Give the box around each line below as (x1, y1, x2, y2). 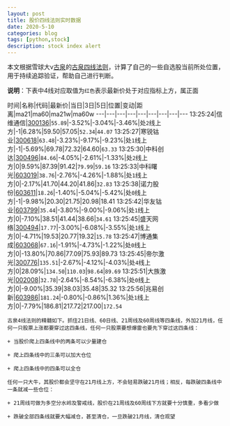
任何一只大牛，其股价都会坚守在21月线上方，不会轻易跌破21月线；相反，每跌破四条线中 (7, 379, 222, 385)
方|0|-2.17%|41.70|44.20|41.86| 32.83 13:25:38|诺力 (7, 179, 153, 188)
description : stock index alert (7, 43, 101, 50)
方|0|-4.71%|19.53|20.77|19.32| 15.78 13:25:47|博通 (7, 232, 153, 240)
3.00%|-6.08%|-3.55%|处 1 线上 (61, 223, 151, 231)
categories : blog (7, 29, 58, 37)
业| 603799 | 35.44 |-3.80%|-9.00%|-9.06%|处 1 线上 (7, 206, 151, 214)
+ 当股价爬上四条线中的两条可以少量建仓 (7, 338, 107, 345)
